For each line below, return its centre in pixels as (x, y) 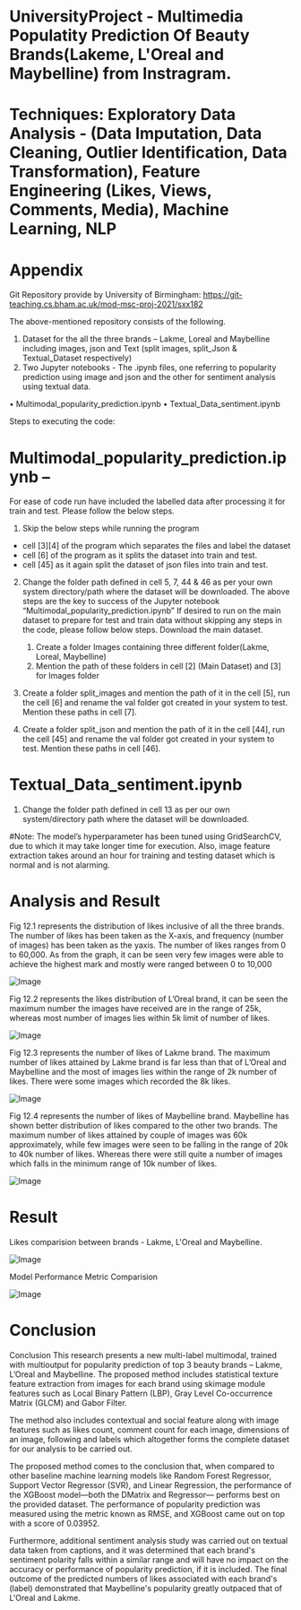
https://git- (223, 295)
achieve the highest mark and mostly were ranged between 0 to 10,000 (141, 965)
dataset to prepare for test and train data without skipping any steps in (152, 620)
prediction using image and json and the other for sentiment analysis (149, 377)
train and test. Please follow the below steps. (92, 511)
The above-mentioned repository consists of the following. (118, 322)
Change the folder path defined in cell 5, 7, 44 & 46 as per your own (147, 582)
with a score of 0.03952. (55, 1523)
